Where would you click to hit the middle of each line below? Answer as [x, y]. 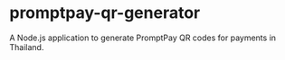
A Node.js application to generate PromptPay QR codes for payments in [143, 38]
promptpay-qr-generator [105, 13]
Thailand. [27, 47]
